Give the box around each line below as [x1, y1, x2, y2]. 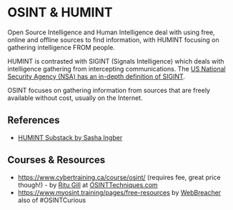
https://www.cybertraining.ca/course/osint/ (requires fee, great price [17, 173, 221, 181]
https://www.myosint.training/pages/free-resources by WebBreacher [17, 188, 222, 196]
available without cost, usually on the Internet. [7, 94, 143, 102]
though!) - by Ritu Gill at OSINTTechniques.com [17, 180, 159, 189]
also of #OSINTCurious [17, 196, 86, 204]
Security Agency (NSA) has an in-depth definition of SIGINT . [7, 72, 186, 81]
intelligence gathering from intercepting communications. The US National [7, 64, 227, 73]
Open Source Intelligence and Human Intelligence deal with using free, [7, 28, 216, 36]
